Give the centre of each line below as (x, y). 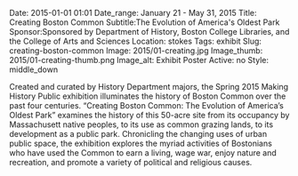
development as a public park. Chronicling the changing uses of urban (138, 134)
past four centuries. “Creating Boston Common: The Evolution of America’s (147, 105)
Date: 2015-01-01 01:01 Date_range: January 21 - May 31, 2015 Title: (133, 13)
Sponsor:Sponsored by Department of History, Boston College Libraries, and (149, 32)
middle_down (34, 69)
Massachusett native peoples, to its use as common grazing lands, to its (141, 124)
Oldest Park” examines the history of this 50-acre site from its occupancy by (149, 115)
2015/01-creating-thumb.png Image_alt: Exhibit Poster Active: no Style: (139, 60)
